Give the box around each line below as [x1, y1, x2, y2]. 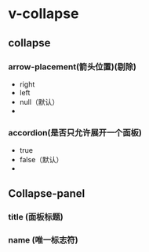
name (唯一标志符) [8, 235, 78, 246]
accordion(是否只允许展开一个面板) [8, 127, 143, 138]
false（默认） [19, 155, 64, 165]
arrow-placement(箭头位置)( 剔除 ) [8, 61, 137, 72]
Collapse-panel [8, 187, 85, 200]
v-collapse [8, 5, 79, 23]
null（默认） [19, 97, 60, 106]
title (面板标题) [8, 212, 64, 223]
